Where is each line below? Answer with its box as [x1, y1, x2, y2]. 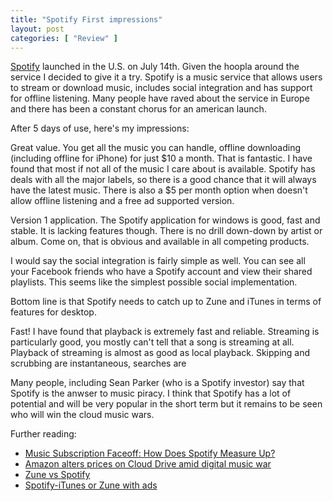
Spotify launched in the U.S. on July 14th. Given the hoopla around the [10, 61, 300, 73]
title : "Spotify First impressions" [10, 14, 163, 25]
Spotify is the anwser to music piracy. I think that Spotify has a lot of [10, 387, 292, 400]
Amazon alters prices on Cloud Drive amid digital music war [24, 458, 272, 470]
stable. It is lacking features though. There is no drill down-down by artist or [10, 225, 323, 237]
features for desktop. [10, 306, 97, 318]
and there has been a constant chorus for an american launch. [10, 103, 267, 115]
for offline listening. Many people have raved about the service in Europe [10, 92, 310, 105]
